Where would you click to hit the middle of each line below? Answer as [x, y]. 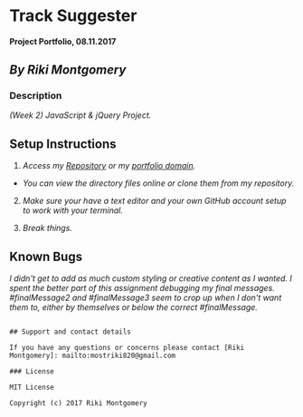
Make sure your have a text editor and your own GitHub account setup [154, 201]
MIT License [32, 388]
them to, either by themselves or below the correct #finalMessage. [133, 307]
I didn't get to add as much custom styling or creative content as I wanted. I [151, 278]
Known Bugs [46, 256]
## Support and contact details [70, 332]
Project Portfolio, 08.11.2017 [63, 41]
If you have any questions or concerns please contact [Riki [127, 348]
